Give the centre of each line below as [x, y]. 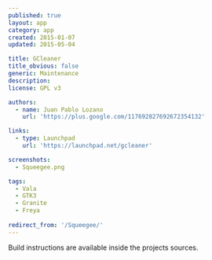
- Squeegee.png [40, 167]
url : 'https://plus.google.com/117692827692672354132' [114, 117]
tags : [17, 181]
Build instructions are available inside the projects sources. [103, 247]
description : [29, 81]
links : [19, 131]
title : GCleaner [35, 59]
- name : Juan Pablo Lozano [59, 110]
